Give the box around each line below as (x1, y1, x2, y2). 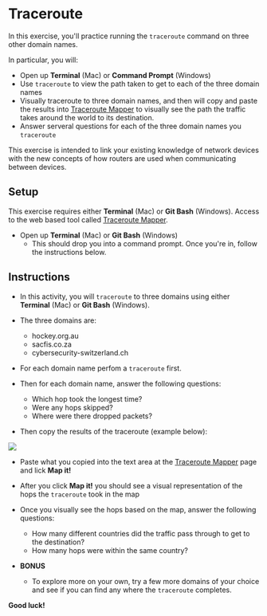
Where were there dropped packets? (31, 411, 153, 421)
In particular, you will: (8, 55, 78, 65)
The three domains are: (19, 316, 97, 325)
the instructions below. (31, 247, 107, 257)
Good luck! (8, 600, 45, 610)
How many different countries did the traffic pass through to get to (31, 528, 250, 538)
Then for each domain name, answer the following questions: (19, 379, 222, 388)
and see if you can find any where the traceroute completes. (31, 585, 233, 594)
